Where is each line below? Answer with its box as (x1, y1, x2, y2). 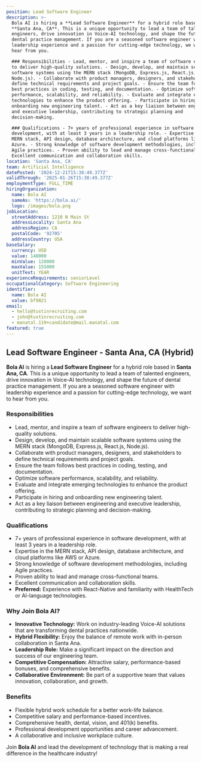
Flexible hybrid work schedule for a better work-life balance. (14, 706, 164, 713)
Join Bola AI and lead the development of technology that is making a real (6, 743, 188, 750)
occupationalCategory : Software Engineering (6, 281, 119, 287)
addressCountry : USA (11, 236, 63, 242)
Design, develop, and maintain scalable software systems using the (14, 436, 181, 443)
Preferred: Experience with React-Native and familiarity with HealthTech (14, 586, 193, 593)
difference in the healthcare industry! (6, 749, 98, 757)
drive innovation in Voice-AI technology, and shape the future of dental (6, 376, 181, 383)
